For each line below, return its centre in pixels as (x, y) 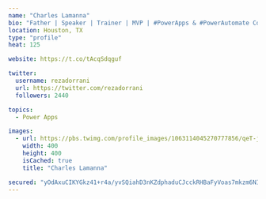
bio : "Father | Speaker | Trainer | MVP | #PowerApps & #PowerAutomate (129, 23)
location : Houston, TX (46, 30)
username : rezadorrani (53, 81)
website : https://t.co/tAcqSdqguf (65, 59)
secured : (23, 182)
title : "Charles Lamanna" (65, 168)
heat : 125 (25, 45)
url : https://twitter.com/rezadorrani (80, 88)
